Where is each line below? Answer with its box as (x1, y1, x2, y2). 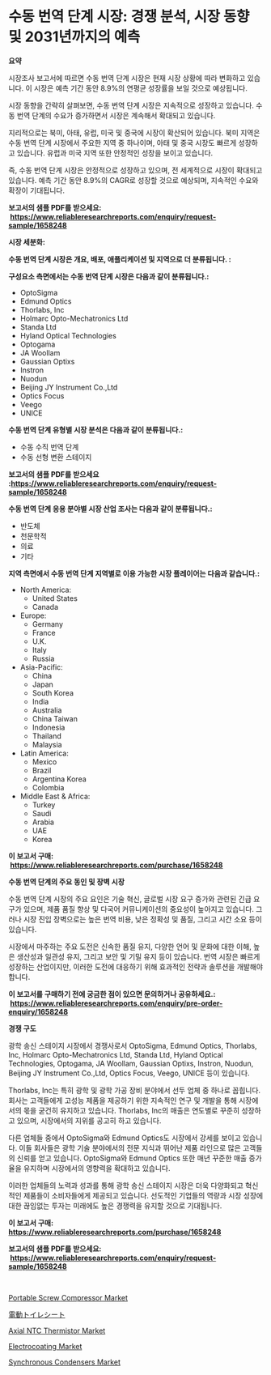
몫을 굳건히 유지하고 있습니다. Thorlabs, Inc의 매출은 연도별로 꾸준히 (23, 1105, 240, 1115)
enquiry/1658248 (8, 1007, 69, 1016)
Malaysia (32, 739, 62, 749)
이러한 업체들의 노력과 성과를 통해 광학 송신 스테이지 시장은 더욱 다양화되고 (8, 1180, 244, 1190)
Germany (32, 619, 63, 628)
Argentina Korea (32, 774, 87, 784)
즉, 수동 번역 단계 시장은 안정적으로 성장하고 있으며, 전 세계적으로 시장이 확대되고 (8, 165, 263, 175)
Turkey (32, 799, 56, 810)
